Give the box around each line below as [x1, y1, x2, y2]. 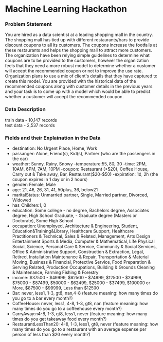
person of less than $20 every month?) [12, 332, 91, 338]
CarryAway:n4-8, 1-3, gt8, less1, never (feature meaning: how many [12, 311, 147, 317]
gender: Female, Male [12, 181, 56, 188]
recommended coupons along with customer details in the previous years [5, 84, 153, 90]
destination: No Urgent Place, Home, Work [12, 145, 97, 151]
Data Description [5, 106, 46, 113]
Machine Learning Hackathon [5, 3, 127, 15]
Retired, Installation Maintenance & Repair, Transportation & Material [12, 254, 149, 260]
